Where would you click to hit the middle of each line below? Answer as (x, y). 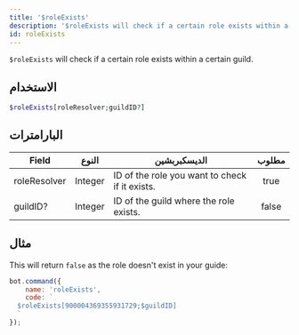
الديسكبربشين (181, 160)
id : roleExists (37, 34)
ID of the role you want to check (180, 175)
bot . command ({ (36, 281)
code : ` (39, 298)
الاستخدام (33, 87)
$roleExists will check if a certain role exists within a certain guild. (131, 60)
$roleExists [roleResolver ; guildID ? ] (77, 108)
